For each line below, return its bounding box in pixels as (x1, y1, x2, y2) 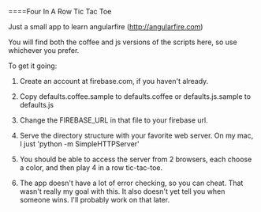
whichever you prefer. (8, 46, 80, 55)
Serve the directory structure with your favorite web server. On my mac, (19, 131, 254, 140)
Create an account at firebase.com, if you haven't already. (19, 77, 209, 85)
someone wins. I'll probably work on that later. (19, 195, 170, 204)
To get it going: (8, 61, 58, 70)
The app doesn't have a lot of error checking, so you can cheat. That (19, 178, 244, 187)
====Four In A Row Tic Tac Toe (8, 7, 112, 16)
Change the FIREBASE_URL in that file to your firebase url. (19, 115, 209, 125)
